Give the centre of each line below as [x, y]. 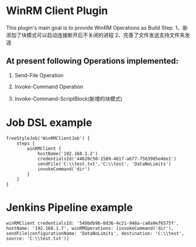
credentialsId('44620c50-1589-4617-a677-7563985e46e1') [107, 159]
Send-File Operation [39, 75]
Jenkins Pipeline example [70, 207]
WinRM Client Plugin [57, 11]
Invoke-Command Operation [49, 87]
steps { [26, 143]
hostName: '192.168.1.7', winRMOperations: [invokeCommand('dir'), [90, 228]
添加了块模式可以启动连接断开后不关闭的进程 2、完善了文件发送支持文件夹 [96, 35]
